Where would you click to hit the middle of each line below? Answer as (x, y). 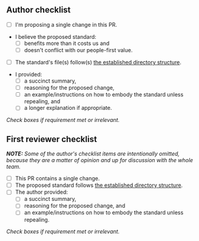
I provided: (29, 75)
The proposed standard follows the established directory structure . (99, 185)
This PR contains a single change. (57, 178)
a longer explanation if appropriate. (68, 108)
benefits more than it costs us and (67, 43)
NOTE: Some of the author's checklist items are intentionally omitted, (93, 154)
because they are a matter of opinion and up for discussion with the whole (100, 160)
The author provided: (42, 192)
